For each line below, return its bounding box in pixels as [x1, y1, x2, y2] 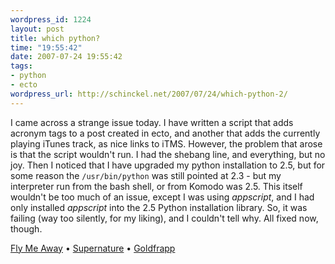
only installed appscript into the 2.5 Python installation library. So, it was [10, 201, 308, 213]
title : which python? [10, 33, 101, 43]
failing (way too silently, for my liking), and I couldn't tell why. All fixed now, [10, 212, 319, 224]
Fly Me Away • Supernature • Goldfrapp [10, 242, 176, 254]
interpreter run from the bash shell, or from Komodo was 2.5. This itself [10, 180, 303, 192]
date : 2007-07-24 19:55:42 [10, 52, 123, 62]
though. [10, 222, 43, 235]
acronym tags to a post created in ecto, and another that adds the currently [10, 127, 321, 139]
